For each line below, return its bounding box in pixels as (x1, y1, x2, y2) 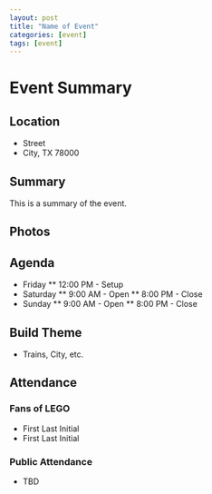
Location (9, 114, 61, 129)
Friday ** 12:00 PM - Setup (22, 279, 124, 291)
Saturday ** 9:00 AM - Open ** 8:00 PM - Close (22, 289, 203, 300)
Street (22, 138, 46, 149)
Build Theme (9, 324, 82, 341)
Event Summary (9, 78, 133, 98)
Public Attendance (9, 455, 93, 468)
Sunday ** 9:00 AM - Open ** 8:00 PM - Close (22, 299, 198, 310)
